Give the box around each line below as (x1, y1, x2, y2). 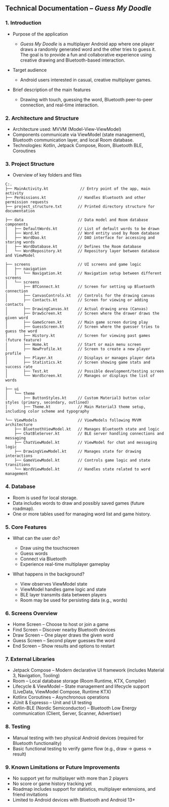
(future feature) (5, 338, 42, 343)
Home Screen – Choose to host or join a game (12, 621, 109, 627)
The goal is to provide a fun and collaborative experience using (20, 51, 152, 57)
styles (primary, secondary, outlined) (5, 400, 90, 405)
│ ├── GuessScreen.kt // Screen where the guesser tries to (5, 324, 159, 330)
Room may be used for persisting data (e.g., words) (20, 597, 128, 603)
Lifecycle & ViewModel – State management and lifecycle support (12, 683, 149, 689)
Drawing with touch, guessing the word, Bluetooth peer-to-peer (20, 96, 153, 102)
